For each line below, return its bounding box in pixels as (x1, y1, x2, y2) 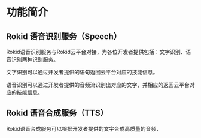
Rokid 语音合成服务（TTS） (6, 108, 109, 118)
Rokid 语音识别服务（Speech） (6, 31, 121, 41)
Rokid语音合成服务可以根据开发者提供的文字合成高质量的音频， (6, 125, 162, 132)
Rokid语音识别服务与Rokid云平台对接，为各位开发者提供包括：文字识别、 (6, 49, 186, 55)
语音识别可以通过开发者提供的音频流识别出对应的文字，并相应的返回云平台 (6, 82, 190, 88)
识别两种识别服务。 (11, 56, 59, 63)
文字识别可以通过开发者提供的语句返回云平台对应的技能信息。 (6, 68, 159, 76)
